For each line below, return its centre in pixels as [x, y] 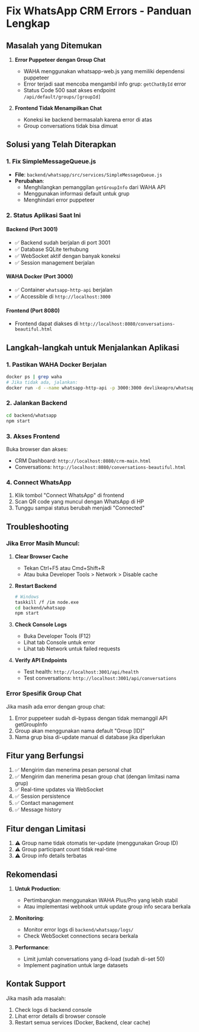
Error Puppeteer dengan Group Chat [60, 60]
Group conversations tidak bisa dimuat [71, 126]
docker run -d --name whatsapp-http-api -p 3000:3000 [74, 388]
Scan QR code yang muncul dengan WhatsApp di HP [79, 502]
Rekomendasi [32, 874]
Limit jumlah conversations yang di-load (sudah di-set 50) [94, 959]
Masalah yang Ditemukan [54, 45]
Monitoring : [29, 918]
